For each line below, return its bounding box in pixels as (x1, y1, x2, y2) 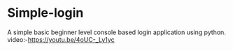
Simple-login (7, 5, 84, 21)
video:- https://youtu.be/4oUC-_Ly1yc (7, 35, 115, 43)
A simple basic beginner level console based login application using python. (7, 28, 226, 36)
